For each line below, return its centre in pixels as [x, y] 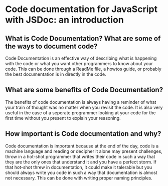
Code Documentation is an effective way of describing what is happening [81, 58]
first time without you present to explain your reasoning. [63, 118]
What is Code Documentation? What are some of [83, 38]
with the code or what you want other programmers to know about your [79, 63]
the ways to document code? [51, 46]
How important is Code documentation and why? [83, 134]
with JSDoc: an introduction [64, 20]
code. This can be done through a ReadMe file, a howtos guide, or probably [83, 69]
